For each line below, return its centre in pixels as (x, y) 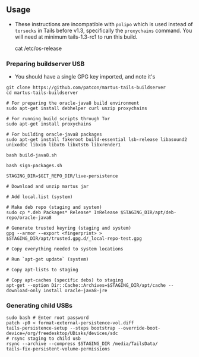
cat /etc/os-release (38, 48)
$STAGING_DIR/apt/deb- (149, 213)
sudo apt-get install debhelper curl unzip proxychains (77, 109)
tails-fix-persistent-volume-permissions (58, 349)
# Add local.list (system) (40, 197)
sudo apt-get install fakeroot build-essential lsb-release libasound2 (97, 140)
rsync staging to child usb (46, 339)
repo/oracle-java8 (29, 218)
